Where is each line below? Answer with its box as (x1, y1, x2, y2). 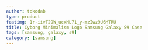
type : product (6, 14, 41, 20)
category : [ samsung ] (6, 35, 57, 41)
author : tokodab (6, 8, 46, 14)
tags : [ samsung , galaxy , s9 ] (6, 30, 77, 36)
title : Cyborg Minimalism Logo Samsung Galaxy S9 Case (6, 24, 143, 30)
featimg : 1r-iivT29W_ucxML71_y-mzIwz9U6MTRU (6, 19, 116, 25)
